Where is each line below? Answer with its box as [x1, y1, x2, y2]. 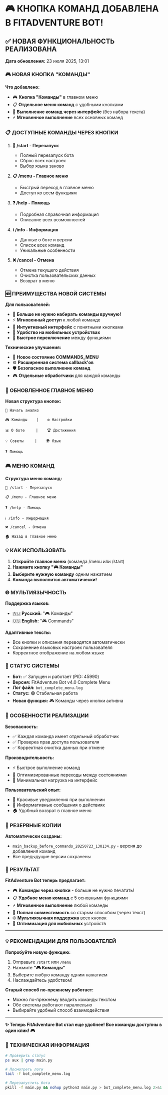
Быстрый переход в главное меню [19, 184, 94, 190]
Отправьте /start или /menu [12, 959, 71, 965]
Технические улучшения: [5, 344, 61, 350]
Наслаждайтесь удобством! [12, 977, 72, 983]
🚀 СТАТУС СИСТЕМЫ [5, 662, 59, 669]
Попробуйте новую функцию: [5, 949, 71, 955]
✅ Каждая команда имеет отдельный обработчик [12, 733, 119, 739]
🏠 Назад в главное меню [5, 534, 56, 539]
